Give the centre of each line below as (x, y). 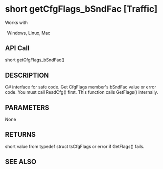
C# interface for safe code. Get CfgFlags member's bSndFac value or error (81, 87)
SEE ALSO (21, 162)
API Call (17, 48)
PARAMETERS (27, 108)
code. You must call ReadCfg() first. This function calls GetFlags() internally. (81, 92)
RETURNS (20, 135)
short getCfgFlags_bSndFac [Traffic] (81, 9)
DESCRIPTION (27, 75)
